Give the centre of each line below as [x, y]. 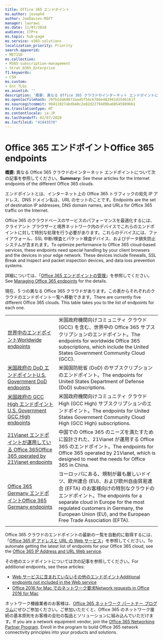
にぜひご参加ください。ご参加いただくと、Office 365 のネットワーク [82, 609]
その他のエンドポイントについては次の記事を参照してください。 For [72, 561]
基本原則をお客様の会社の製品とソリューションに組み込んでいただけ [81, 616]
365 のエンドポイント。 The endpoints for [106, 447]
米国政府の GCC [26, 397]
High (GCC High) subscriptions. [95, 423]
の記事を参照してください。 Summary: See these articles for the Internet [77, 178]
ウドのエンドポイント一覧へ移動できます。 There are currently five [75, 297]
